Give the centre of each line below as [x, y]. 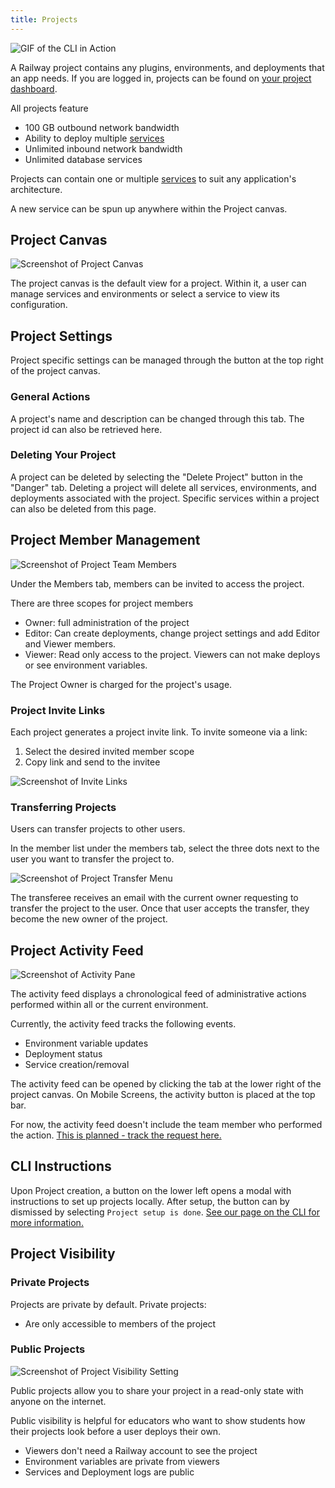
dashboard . [34, 88]
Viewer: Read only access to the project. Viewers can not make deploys [172, 654]
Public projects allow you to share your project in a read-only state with [157, 1390]
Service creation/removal [77, 1065]
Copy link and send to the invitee [92, 762]
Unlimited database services [83, 159]
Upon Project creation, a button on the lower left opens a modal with [151, 1190]
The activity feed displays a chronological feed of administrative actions [158, 994]
